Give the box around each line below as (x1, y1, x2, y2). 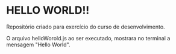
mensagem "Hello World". (6, 41, 71, 48)
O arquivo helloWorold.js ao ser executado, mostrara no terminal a (6, 34, 171, 42)
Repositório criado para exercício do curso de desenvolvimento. (6, 23, 165, 30)
